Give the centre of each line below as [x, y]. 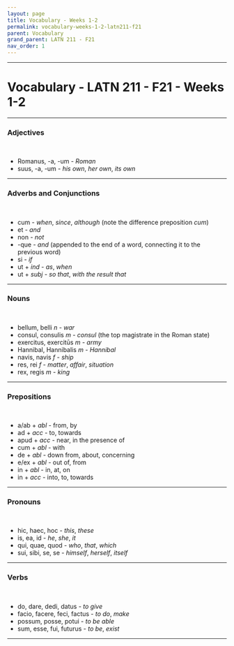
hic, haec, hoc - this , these [55, 531]
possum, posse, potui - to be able [66, 621]
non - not [31, 237]
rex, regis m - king [44, 372]
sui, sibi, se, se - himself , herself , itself [72, 553]
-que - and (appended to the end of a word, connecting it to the [109, 244]
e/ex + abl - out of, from [52, 462]
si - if [25, 259]
